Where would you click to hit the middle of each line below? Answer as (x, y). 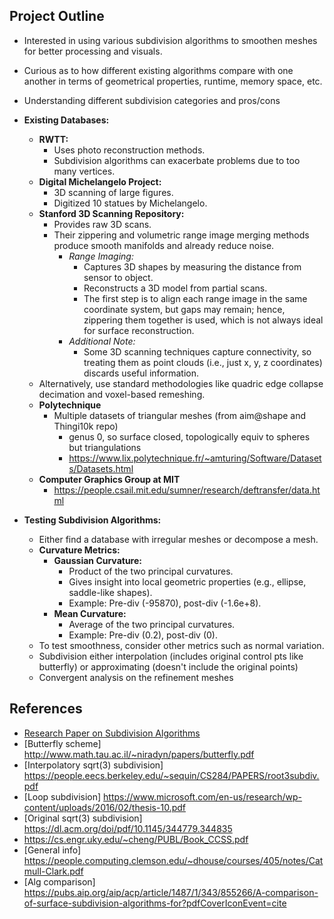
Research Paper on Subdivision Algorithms (112, 733)
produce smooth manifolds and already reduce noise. (164, 245)
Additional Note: (102, 341)
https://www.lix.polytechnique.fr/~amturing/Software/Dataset (195, 458)
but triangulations (105, 447)
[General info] (52, 850)
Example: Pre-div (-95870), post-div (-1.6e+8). (165, 603)
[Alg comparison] (59, 881)
